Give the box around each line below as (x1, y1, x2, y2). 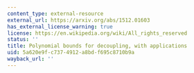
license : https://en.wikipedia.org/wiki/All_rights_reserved (7, 29, 188, 37)
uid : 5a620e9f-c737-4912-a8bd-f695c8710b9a (7, 49, 135, 56)
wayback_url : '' (7, 56, 54, 63)
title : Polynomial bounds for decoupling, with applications (7, 42, 188, 49)
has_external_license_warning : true (7, 23, 113, 30)
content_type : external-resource (7, 10, 104, 17)
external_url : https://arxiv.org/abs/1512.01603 (7, 17, 150, 24)
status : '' (7, 36, 39, 43)
